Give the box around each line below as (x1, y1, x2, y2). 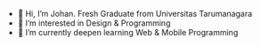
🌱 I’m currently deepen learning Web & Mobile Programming (17, 27, 239, 37)
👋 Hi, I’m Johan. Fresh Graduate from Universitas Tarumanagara (17, 9, 253, 19)
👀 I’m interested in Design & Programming (17, 18, 171, 28)
